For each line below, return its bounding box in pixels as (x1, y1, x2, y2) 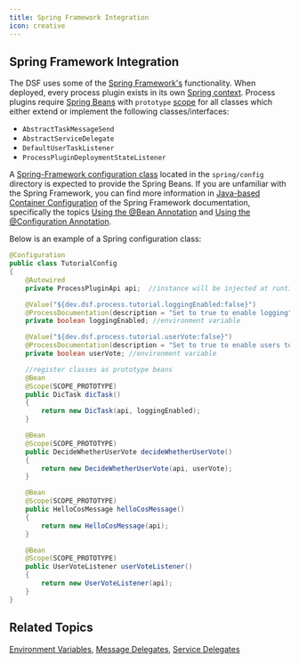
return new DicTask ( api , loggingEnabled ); (41, 407, 201, 416)
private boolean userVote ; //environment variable (25, 349, 217, 359)
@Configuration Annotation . (9, 216, 112, 227)
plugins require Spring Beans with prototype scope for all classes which (9, 97, 273, 108)
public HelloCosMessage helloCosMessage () (25, 505, 185, 514)
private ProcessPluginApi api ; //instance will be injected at (25, 284, 269, 293)
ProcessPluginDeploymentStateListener (21, 153, 166, 163)
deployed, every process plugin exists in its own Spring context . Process (9, 87, 276, 98)
